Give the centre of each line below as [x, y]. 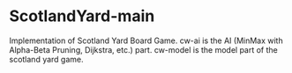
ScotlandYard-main [82, 16]
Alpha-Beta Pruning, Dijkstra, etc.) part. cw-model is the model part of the [143, 49]
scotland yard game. [46, 59]
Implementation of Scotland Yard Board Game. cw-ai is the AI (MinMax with [146, 40]
